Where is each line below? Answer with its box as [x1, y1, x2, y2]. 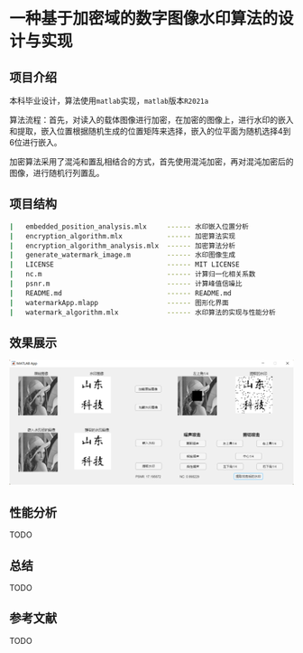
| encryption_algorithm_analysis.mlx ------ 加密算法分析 [9, 241, 236, 250]
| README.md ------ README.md [9, 288, 232, 298]
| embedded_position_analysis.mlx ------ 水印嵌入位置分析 [9, 222, 250, 231]
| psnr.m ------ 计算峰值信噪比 [9, 279, 243, 289]
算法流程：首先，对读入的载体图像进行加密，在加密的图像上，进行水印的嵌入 [9, 115, 294, 125]
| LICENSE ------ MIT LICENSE [9, 260, 241, 269]
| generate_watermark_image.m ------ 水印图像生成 [9, 250, 236, 260]
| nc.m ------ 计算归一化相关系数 [9, 270, 256, 279]
